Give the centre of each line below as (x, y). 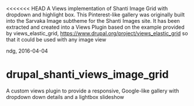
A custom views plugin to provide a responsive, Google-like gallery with (93, 91)
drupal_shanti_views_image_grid (87, 75)
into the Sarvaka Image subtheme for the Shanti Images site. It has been (93, 21)
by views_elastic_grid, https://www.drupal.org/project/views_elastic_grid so (97, 33)
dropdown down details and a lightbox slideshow (65, 97)
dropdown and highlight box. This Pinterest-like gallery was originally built (96, 15)
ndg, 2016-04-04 (27, 51)
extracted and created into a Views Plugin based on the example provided (95, 27)
